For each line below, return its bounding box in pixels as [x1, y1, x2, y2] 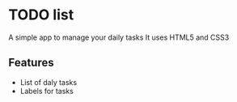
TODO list [8, 6, 74, 24]
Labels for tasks [19, 86, 74, 96]
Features [8, 56, 54, 70]
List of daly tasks [19, 77, 78, 87]
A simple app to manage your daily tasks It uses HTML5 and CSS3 [8, 32, 230, 42]
